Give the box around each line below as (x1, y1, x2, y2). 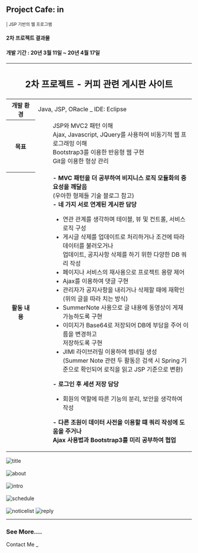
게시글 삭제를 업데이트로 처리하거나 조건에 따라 (62, 233, 185, 241)
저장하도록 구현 (62, 339, 103, 347)
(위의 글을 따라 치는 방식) (62, 294, 128, 303)
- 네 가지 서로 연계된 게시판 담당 (52, 200, 137, 208)
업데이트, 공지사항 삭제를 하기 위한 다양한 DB (62, 250, 180, 259)
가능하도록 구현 (62, 312, 103, 320)
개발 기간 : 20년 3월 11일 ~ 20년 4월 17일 (6, 49, 100, 56)
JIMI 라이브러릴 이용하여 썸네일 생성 (62, 347, 157, 356)
